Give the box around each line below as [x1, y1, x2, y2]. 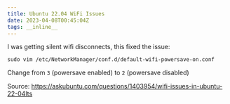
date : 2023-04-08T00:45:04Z [7, 17, 90, 24]
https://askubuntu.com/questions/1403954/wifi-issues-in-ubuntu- [31, 82, 223, 91]
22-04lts [7, 89, 33, 98]
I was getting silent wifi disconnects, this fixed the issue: [7, 43, 170, 51]
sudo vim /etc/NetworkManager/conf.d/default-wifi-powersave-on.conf [7, 56, 215, 63]
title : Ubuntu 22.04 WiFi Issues [7, 10, 105, 18]
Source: [7, 82, 30, 91]
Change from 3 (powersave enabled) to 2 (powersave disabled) [7, 68, 189, 77]
